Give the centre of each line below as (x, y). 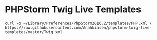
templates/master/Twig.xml (34, 32)
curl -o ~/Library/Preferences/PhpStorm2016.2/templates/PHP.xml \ (78, 23)
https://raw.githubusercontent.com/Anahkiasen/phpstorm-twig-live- (78, 27)
